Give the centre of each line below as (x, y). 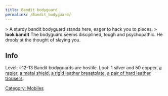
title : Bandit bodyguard (31, 10)
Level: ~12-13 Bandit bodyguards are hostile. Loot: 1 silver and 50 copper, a (83, 68)
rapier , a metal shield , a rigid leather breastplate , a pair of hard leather (78, 73)
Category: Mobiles (25, 88)
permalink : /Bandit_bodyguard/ (38, 15)
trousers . (15, 78)
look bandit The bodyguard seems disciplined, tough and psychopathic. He (84, 34)
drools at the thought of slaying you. (43, 40)
